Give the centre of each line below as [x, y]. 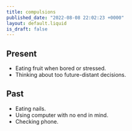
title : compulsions [31, 12]
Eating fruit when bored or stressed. [61, 68]
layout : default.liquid [37, 23]
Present [22, 53]
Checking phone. [37, 121]
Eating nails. [31, 108]
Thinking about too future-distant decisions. [71, 75]
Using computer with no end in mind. [62, 115]
